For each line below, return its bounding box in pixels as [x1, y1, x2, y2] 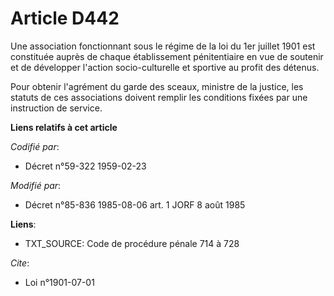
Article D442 [10, 7, 120, 30]
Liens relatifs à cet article [10, 121, 118, 133]
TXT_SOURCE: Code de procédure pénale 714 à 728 [24, 237, 240, 249]
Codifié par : [10, 140, 60, 152]
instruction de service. [10, 102, 103, 114]
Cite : [10, 257, 30, 269]
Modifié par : [10, 179, 62, 191]
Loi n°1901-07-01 [24, 276, 95, 288]
